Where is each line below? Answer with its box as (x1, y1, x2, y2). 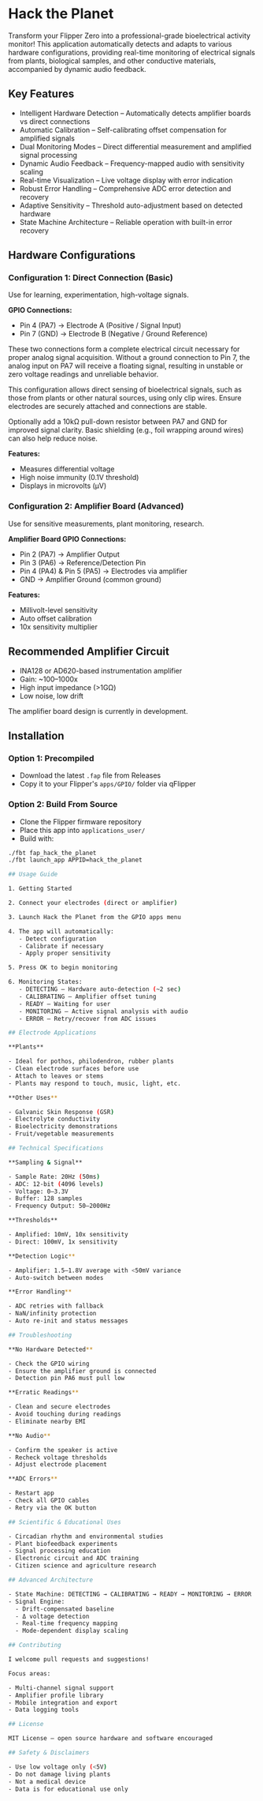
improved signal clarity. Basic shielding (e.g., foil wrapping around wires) (8, 426, 244, 435)
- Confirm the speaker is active (8, 1446, 118, 1454)
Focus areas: (8, 1669, 51, 1678)
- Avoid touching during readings (8, 1410, 122, 1418)
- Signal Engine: (8, 1597, 65, 1605)
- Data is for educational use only (8, 1785, 128, 1793)
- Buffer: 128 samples (8, 1195, 83, 1203)
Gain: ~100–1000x (19, 674, 79, 684)
